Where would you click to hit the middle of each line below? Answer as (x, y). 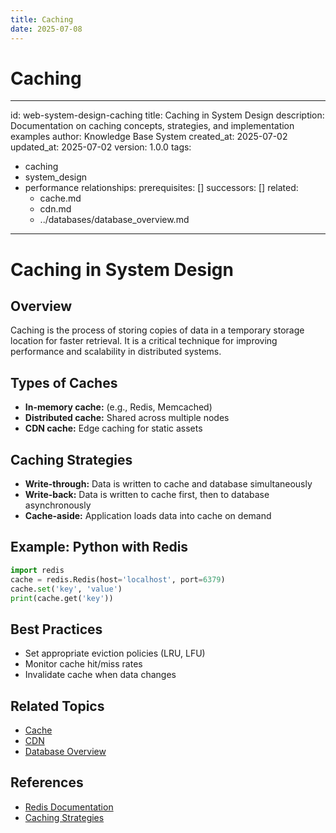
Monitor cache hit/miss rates (83, 664)
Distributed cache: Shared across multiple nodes (127, 418)
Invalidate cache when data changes (100, 675)
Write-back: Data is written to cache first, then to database (147, 495)
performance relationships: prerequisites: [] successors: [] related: (161, 188)
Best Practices (56, 629)
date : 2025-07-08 (46, 29)
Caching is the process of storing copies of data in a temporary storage (157, 330)
